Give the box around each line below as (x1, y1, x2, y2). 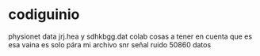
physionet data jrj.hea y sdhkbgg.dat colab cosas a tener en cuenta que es (8, 32, 252, 41)
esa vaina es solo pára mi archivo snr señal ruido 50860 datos (8, 39, 212, 49)
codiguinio (8, 6, 80, 24)
